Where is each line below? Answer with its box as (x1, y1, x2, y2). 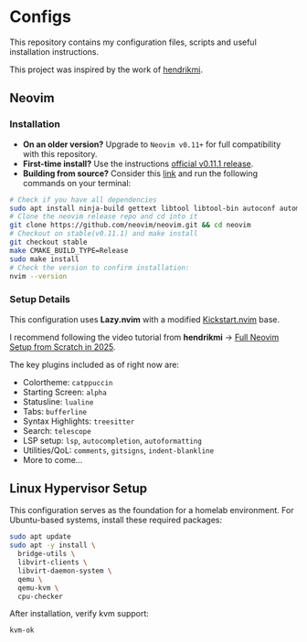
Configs (9, 6, 71, 27)
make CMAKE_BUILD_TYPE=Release (9, 246, 129, 255)
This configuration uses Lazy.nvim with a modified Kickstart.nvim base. (9, 313, 281, 325)
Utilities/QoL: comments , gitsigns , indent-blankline (22, 445, 215, 456)
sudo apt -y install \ (9, 541, 96, 550)
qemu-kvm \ (17, 583, 59, 593)
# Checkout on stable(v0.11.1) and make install (9, 229, 198, 238)
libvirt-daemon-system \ (17, 566, 112, 575)
